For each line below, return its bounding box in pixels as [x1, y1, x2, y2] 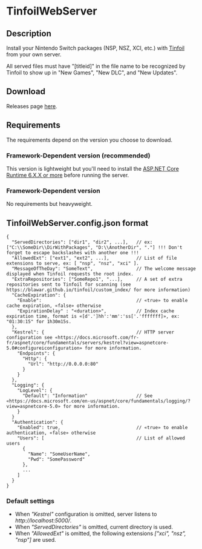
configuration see [6, 335, 53, 341]
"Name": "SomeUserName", [28, 451, 91, 458]
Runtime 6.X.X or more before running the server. [6, 171, 129, 179]
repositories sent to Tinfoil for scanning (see [6, 281, 131, 288]
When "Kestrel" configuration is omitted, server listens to [15, 510, 157, 518]
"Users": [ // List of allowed [17, 435, 186, 441]
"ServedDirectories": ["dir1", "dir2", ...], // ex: [11, 239, 153, 246]
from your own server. [6, 51, 62, 58]
